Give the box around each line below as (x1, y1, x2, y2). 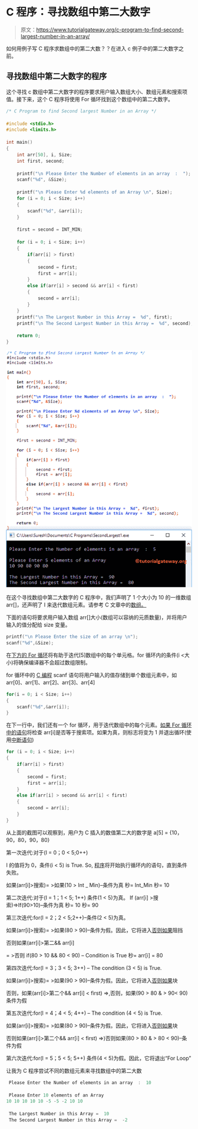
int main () (6, 140, 33, 146)
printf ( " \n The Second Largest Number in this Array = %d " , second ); (16, 320, 194, 326)
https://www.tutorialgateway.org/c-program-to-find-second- (36, 26, 184, 33)
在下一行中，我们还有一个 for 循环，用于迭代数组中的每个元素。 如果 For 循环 (6, 721, 192, 728)
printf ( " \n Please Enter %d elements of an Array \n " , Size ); (16, 189, 173, 195)
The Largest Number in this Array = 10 (8, 1111, 110, 1117)
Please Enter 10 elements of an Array (8, 1092, 104, 1098)
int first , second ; (16, 158, 65, 164)
